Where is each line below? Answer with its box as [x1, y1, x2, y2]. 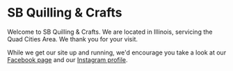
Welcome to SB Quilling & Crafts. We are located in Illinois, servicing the [7, 28, 213, 36]
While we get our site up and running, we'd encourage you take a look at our [7, 48, 227, 57]
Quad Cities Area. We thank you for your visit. [7, 34, 138, 43]
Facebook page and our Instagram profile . [7, 55, 128, 63]
